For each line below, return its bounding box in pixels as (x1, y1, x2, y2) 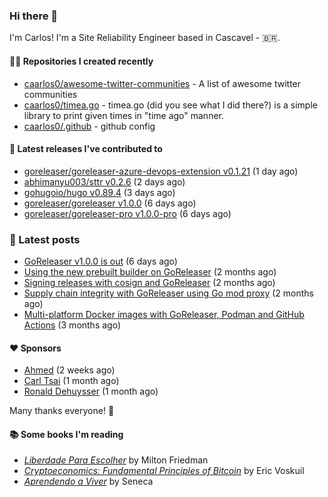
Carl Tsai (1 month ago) (23, 375, 120, 387)
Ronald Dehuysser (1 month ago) (23, 385, 159, 398)
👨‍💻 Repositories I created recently (9, 55, 154, 67)
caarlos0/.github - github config (23, 120, 156, 132)
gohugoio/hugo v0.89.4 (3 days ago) (23, 186, 176, 198)
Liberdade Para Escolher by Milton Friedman (23, 454, 209, 466)
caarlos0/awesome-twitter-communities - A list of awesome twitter (23, 77, 302, 89)
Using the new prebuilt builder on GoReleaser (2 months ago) (23, 266, 277, 278)
